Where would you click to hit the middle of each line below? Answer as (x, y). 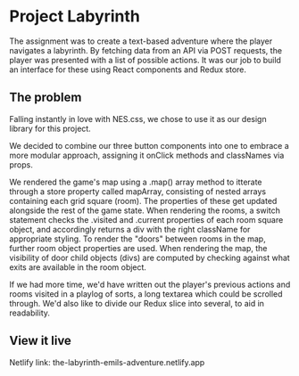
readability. (30, 313)
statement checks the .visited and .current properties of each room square (146, 219)
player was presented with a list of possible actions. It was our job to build (145, 60)
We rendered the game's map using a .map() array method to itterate (136, 182)
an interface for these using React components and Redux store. (128, 69)
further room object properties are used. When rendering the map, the (138, 248)
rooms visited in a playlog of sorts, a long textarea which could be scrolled (146, 294)
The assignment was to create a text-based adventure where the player (141, 41)
